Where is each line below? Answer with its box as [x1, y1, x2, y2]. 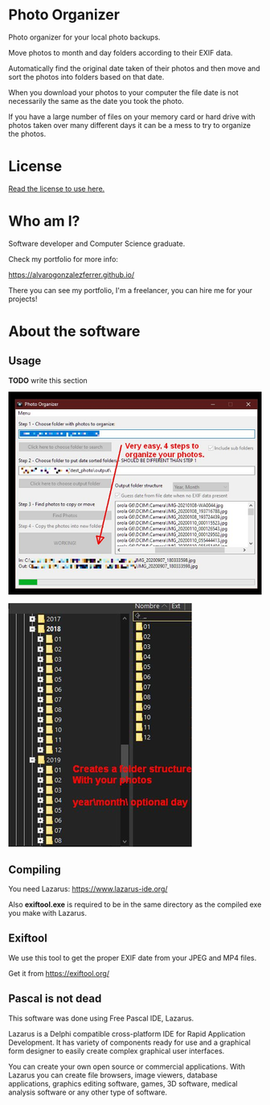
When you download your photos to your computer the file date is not [8, 87, 239, 97]
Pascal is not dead [8, 992, 102, 1006]
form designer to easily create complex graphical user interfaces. [8, 1045, 225, 1056]
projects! [8, 294, 38, 304]
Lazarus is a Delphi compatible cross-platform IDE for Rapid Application [8, 1028, 246, 1038]
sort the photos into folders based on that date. [8, 72, 165, 81]
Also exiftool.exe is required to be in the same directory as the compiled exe [8, 900, 262, 909]
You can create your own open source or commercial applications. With [8, 1062, 245, 1071]
